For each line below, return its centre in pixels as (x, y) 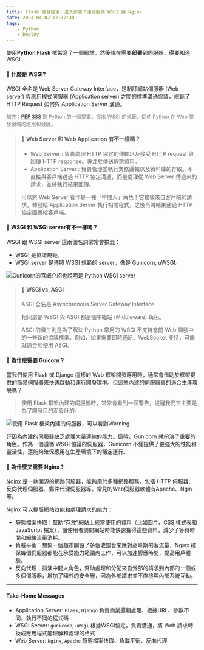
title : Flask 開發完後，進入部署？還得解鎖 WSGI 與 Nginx (74, 12)
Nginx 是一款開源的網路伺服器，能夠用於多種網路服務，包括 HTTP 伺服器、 (100, 481)
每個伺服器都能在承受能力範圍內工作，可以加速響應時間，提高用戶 (103, 553)
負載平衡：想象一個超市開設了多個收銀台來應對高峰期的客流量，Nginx (102, 545)
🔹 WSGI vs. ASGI (42, 290)
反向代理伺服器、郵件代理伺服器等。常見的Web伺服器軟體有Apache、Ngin (99, 489)
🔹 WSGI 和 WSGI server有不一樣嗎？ (52, 227)
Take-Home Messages (36, 596)
